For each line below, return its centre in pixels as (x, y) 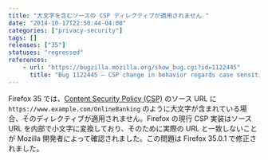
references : (28, 60)
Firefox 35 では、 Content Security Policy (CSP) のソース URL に (112, 98)
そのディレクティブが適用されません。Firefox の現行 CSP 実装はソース (137, 118)
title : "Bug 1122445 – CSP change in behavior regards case (131, 75)
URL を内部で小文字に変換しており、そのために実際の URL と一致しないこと (133, 128)
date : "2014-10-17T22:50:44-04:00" (67, 23)
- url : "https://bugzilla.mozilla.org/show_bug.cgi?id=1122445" (132, 68)
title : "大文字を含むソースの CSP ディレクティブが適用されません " (109, 16)
